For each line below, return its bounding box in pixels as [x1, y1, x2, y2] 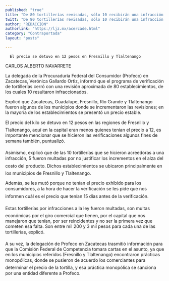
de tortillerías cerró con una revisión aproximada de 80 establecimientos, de [5, 83, 164, 89]
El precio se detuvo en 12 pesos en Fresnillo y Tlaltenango [10, 54, 141, 59]
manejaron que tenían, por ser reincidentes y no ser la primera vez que [5, 218, 153, 224]
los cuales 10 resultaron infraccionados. [5, 89, 88, 95]
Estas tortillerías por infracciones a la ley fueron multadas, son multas [5, 205, 150, 211]
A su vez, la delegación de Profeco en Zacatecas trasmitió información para [5, 240, 163, 247]
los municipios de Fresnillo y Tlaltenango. [5, 170, 91, 176]
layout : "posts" [5, 36, 39, 41]
